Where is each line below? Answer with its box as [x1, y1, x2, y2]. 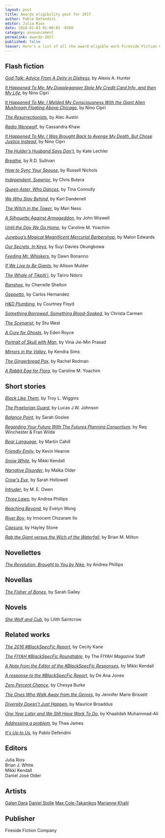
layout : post [5, 7, 32, 12]
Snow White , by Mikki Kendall [5, 458, 65, 464]
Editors [5, 744, 28, 752]
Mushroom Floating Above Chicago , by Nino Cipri [5, 105, 106, 111]
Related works [5, 630, 50, 639]
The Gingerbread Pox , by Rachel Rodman [5, 358, 89, 364]
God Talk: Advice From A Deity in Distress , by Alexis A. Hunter [5, 75, 131, 81]
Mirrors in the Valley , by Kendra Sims [5, 349, 80, 355]
